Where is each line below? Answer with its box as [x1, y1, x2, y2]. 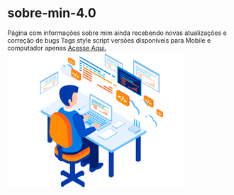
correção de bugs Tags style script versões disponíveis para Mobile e [7, 36, 211, 44]
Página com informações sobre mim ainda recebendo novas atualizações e [7, 28, 227, 37]
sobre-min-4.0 [7, 5, 97, 21]
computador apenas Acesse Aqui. [7, 43, 106, 52]
